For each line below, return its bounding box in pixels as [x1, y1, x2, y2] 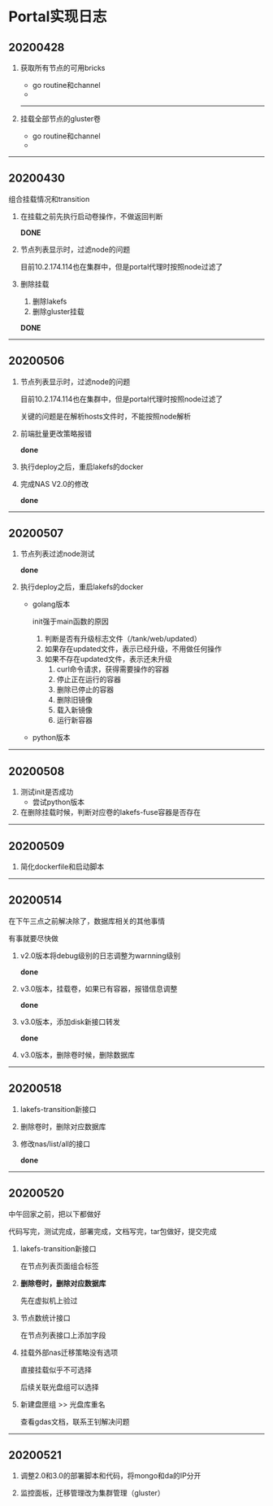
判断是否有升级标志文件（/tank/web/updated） [44, 634, 201, 644]
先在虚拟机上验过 [19, 1295, 78, 1305]
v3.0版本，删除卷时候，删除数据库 [19, 1049, 136, 1059]
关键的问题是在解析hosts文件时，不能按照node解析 [19, 411, 192, 421]
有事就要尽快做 [8, 933, 58, 943]
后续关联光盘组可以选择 [19, 1381, 99, 1392]
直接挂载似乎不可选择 [19, 1364, 92, 1374]
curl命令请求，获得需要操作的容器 [56, 664, 170, 674]
